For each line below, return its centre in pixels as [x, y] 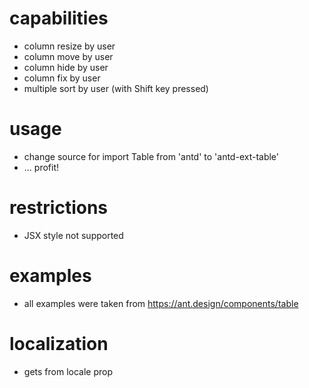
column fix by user [62, 78]
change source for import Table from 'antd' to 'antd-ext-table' [151, 156]
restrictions [59, 208]
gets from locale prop [68, 371]
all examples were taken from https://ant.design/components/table [161, 303]
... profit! [41, 167]
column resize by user [69, 46]
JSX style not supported [73, 235]
